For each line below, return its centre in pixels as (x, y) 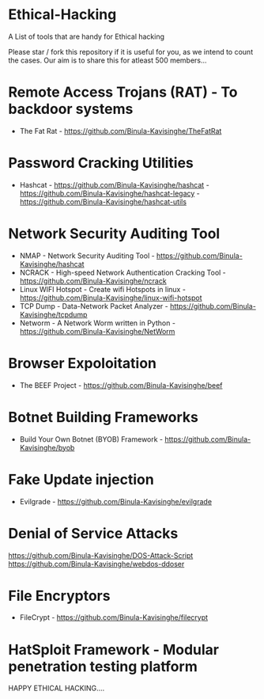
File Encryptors (59, 596)
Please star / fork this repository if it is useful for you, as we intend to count (131, 51)
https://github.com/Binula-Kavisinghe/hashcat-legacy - (109, 193)
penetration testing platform (103, 666)
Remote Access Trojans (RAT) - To (123, 92)
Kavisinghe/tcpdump (53, 314)
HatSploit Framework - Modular (114, 650)
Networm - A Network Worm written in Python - (98, 323)
